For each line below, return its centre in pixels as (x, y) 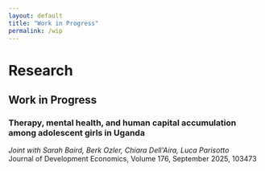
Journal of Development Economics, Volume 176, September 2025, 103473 (132, 159)
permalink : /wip (35, 31)
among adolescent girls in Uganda (77, 132)
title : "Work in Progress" (54, 23)
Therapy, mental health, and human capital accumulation (122, 123)
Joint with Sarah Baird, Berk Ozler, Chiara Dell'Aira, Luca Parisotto (119, 150)
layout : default (35, 16)
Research (41, 70)
